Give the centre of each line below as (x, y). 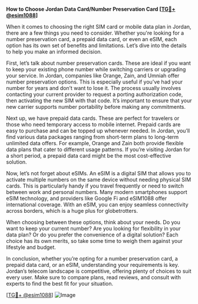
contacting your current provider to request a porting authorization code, (95, 94)
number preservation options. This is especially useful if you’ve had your (95, 82)
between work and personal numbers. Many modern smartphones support (97, 192)
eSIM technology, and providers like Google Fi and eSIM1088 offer (86, 198)
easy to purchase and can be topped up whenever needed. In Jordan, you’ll (98, 131)
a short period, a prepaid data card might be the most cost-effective (89, 156)
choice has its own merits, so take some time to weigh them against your (94, 241)
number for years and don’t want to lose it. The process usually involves (94, 88)
